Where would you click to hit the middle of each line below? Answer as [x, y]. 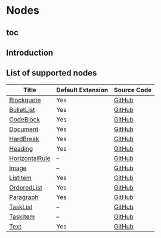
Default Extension [82, 90]
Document [24, 129]
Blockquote [25, 100]
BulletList [22, 109]
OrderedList [26, 187]
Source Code [133, 90]
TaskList [21, 207]
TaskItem [22, 216]
